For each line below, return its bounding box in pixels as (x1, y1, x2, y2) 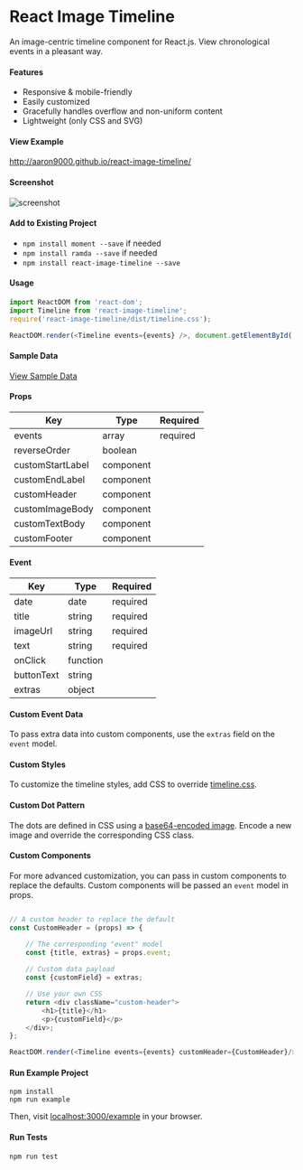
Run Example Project (9, 1067, 89, 1078)
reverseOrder (14, 444, 70, 456)
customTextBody (14, 517, 86, 529)
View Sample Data (9, 370, 78, 381)
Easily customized (22, 97, 90, 108)
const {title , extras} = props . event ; (25, 948, 171, 957)
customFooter (14, 531, 74, 544)
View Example (9, 136, 65, 146)
